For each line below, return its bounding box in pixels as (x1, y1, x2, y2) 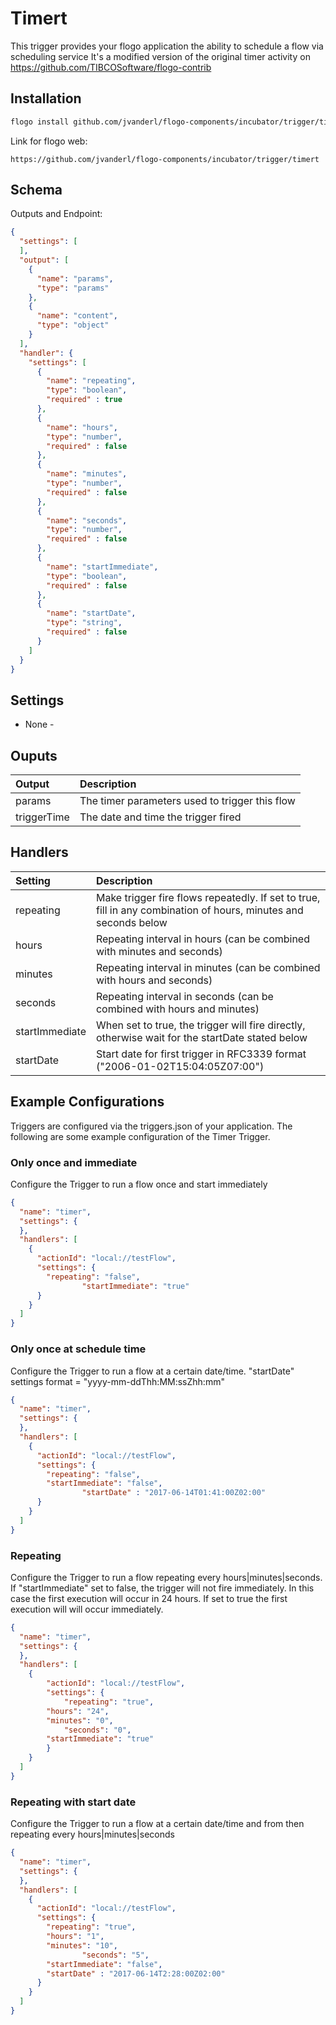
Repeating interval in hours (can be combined (95, 932, 310, 946)
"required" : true (46, 395, 123, 405)
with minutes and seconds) (95, 944, 223, 958)
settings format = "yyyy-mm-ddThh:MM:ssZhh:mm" (10, 1375, 225, 1387)
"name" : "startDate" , (46, 608, 137, 619)
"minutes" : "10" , (46, 1940, 118, 1951)
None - (24, 718, 55, 731)
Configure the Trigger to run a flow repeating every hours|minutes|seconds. (10, 1571, 323, 1583)
